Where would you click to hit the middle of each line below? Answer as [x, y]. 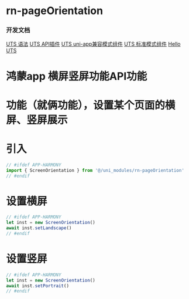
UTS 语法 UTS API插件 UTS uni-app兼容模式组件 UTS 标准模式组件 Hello [93, 44]
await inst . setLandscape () [39, 228]
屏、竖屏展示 [37, 120]
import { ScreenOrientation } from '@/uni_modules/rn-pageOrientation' [95, 170]
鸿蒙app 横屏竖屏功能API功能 [77, 76]
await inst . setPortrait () [37, 286]
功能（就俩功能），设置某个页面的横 [91, 105]
